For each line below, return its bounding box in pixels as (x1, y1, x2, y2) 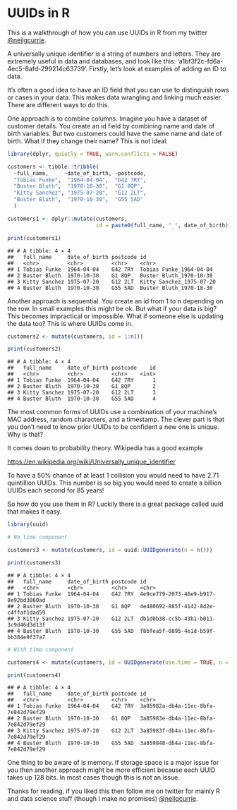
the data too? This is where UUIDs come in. (7, 319, 133, 327)
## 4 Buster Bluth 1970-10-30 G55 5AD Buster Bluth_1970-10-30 (7, 284, 213, 291)
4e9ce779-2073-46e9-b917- (140, 591, 217, 598)
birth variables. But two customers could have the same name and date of (7, 129, 222, 138)
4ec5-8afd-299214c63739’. (7, 64, 88, 73)
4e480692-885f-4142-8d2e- (140, 603, 217, 610)
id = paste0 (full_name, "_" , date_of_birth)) (95, 222, 232, 229)
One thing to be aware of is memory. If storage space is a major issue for (7, 758, 219, 767)
